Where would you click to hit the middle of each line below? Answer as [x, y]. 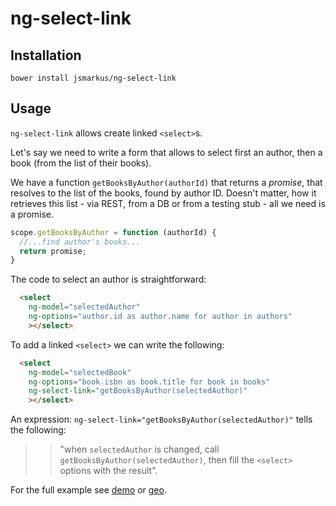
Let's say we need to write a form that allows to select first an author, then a [166, 152]
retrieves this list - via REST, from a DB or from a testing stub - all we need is [168, 203]
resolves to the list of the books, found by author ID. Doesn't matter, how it [163, 193]
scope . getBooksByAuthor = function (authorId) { [113, 232]
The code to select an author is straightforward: [108, 279]
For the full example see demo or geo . [88, 490]
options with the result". [108, 471]
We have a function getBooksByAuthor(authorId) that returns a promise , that [166, 182]
